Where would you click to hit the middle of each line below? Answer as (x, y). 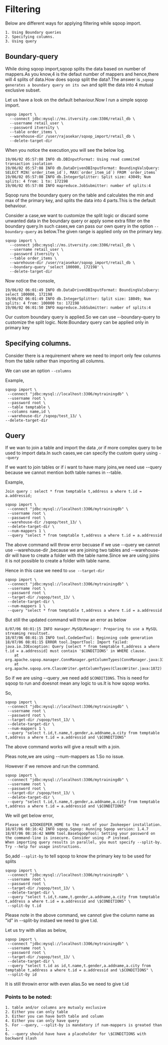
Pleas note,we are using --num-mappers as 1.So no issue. (65, 756)
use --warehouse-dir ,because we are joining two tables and (67, 550)
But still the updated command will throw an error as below (66, 620)
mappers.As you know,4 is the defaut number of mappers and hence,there (82, 74)
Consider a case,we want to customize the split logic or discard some (77, 215)
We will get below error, (29, 816)
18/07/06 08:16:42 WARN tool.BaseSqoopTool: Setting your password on (80, 834)
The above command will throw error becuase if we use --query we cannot (82, 545)
